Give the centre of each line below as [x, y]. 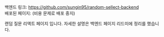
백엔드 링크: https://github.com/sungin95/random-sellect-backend [72, 7]
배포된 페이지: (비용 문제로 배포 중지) [40, 13]
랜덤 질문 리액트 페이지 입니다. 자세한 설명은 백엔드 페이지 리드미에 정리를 [75, 24]
